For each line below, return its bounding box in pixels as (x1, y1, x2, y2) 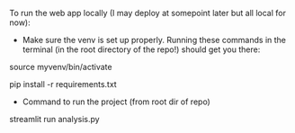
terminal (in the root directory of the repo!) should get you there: (22, 44, 261, 55)
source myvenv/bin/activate (9, 62, 112, 72)
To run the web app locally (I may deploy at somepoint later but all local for (9, 8, 286, 18)
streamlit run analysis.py (9, 114, 101, 124)
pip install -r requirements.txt (9, 79, 117, 89)
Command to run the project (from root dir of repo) (22, 96, 211, 107)
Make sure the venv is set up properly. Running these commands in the (22, 35, 286, 45)
